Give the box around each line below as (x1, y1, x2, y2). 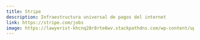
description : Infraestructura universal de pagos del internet (6, 14, 167, 20)
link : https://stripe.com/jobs (6, 19, 84, 25)
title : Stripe (6, 8, 42, 15)
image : (6, 25, 23, 31)
